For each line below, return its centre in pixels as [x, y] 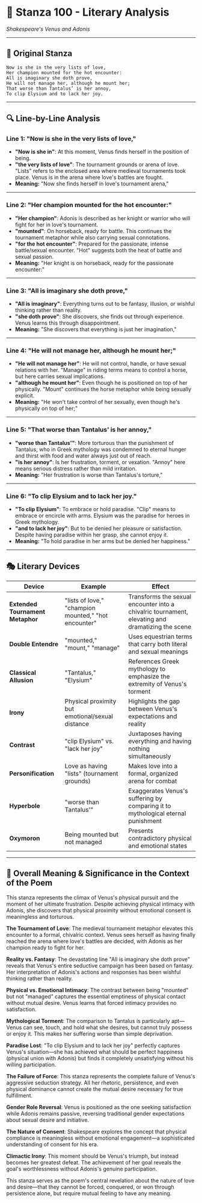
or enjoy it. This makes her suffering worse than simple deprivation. [90, 1034]
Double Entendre [34, 644]
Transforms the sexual [160, 597]
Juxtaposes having [155, 733]
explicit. [25, 396]
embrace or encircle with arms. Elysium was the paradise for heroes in [102, 515]
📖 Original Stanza [39, 54]
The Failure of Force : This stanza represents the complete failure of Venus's [101, 1076]
